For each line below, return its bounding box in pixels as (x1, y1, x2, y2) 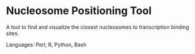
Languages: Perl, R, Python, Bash (6, 41, 87, 48)
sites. (6, 29, 19, 36)
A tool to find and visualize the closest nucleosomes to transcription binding (6, 23, 189, 31)
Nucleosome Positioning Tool (6, 4, 152, 18)
